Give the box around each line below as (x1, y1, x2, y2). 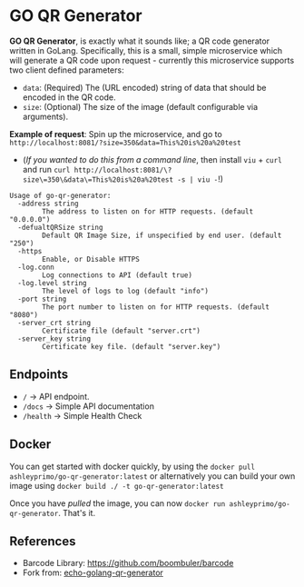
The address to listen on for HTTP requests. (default (42, 206, 254, 216)
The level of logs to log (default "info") (42, 286, 209, 295)
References (9, 533, 76, 549)
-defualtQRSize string (17, 223, 103, 232)
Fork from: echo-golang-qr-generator (22, 567, 163, 578)
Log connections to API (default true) (42, 270, 193, 280)
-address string (17, 199, 79, 208)
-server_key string (17, 333, 92, 343)
